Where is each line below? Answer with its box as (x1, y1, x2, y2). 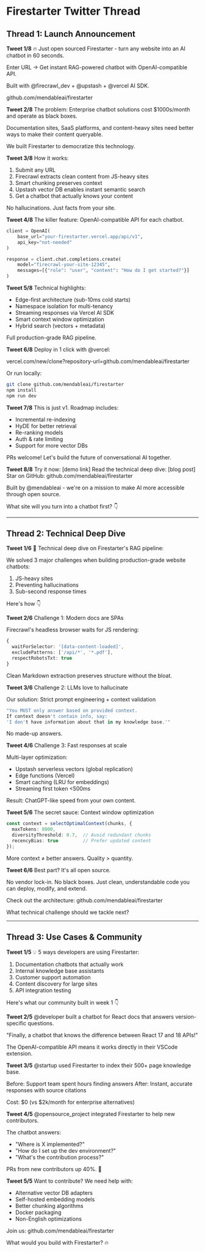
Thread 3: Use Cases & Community (6, 932, 142, 943)
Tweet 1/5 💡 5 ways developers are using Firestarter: (6, 948, 140, 956)
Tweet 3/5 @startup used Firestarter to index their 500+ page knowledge (6, 1062, 192, 1069)
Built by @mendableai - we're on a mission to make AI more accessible (6, 484, 185, 491)
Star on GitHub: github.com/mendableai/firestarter (6, 472, 133, 479)
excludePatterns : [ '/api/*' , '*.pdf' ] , (12, 649, 113, 656)
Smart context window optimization (15, 315, 105, 323)
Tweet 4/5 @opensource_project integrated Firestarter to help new (6, 1110, 175, 1117)
